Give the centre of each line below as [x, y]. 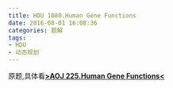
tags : [17, 38]
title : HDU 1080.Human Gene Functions [72, 15]
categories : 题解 [36, 30]
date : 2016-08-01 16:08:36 [53, 23]
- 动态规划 [24, 52]
